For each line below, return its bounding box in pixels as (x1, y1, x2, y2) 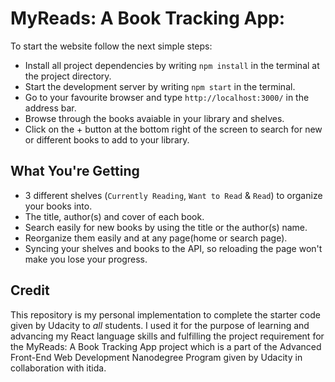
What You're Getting (10, 163, 140, 180)
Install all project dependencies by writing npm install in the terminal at (24, 59, 320, 71)
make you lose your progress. (24, 253, 148, 265)
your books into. (24, 200, 93, 212)
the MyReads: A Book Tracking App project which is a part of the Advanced (10, 340, 322, 352)
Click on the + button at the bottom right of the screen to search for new (24, 123, 323, 135)
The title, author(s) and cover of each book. (24, 210, 205, 222)
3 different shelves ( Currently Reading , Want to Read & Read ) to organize (24, 189, 323, 201)
